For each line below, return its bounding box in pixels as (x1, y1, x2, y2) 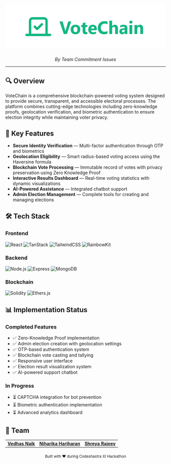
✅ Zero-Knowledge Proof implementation (12, 335, 100, 341)
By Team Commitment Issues (54, 57, 117, 63)
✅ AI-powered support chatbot (12, 369, 78, 375)
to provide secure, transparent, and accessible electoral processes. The (5, 98, 156, 104)
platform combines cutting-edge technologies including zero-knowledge (5, 103, 158, 110)
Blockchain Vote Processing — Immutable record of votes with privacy (12, 164, 163, 170)
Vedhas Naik (7, 440, 35, 447)
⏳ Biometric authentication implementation (12, 402, 103, 408)
